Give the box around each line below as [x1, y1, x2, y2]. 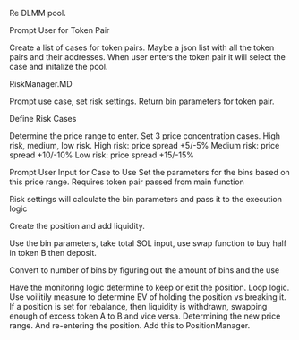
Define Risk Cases [9, 114, 77, 123]
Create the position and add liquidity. [9, 221, 145, 231]
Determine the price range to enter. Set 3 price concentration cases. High [9, 131, 280, 141]
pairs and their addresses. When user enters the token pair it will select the [9, 52, 286, 62]
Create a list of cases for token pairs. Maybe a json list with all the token [9, 42, 275, 53]
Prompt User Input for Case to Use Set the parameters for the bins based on [9, 167, 291, 177]
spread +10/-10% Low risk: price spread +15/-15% [9, 149, 195, 160]
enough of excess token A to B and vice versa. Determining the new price [9, 310, 281, 321]
